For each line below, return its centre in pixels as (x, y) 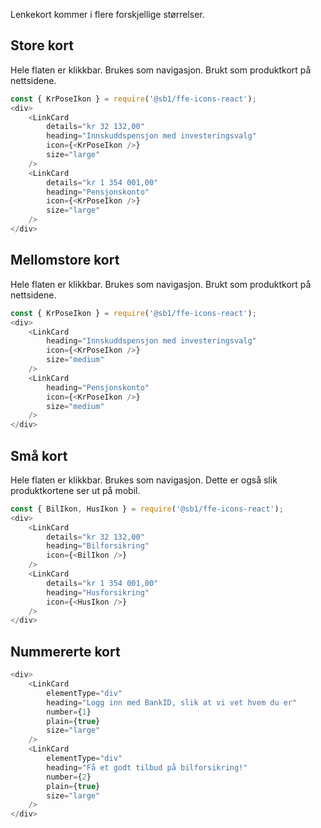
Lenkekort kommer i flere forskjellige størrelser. (107, 14)
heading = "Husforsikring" (98, 592)
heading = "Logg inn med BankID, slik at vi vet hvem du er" (172, 702)
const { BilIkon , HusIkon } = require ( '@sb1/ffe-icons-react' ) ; (147, 509)
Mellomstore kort (65, 260)
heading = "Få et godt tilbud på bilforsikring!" (147, 767)
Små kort (39, 455)
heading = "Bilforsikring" (98, 546)
